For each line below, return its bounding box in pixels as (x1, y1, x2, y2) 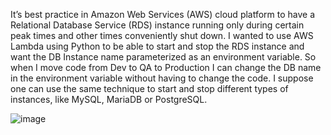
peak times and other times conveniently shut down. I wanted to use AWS (10, 30, 314, 41)
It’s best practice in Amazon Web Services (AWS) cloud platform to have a (10, 9, 316, 20)
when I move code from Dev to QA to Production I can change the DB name (10, 62, 322, 73)
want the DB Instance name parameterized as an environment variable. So (10, 51, 317, 63)
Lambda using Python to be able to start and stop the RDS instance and (10, 40, 305, 52)
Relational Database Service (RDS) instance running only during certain (10, 19, 305, 31)
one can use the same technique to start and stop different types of (10, 83, 289, 94)
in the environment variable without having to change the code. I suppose (10, 72, 314, 84)
